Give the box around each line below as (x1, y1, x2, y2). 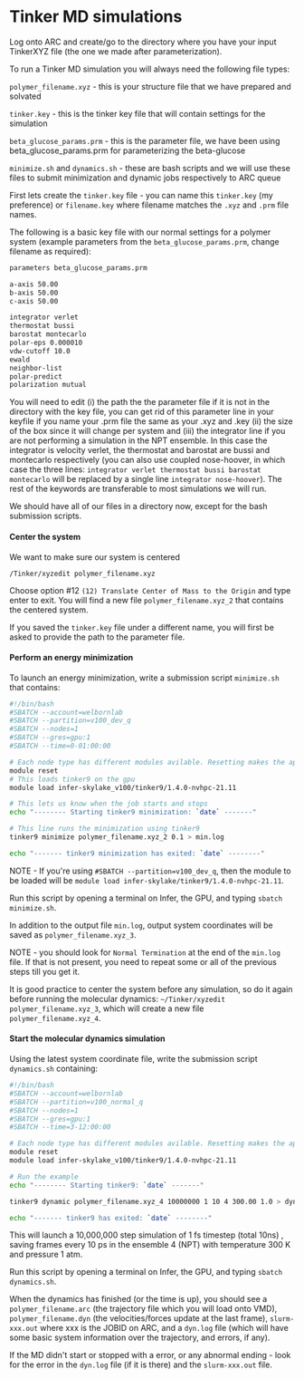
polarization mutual (9, 381, 88, 390)
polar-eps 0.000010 (9, 338, 83, 348)
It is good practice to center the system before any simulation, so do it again (9, 983, 293, 994)
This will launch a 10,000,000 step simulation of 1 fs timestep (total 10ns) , (9, 1230, 284, 1240)
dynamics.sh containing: (9, 1063, 98, 1075)
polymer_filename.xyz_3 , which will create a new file (9, 1003, 204, 1014)
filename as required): (9, 246, 92, 256)
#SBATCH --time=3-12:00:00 (9, 1123, 111, 1132)
